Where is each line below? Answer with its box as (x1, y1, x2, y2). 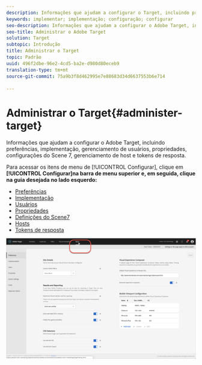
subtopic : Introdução (6, 42, 61, 48)
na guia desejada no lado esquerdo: (6, 176, 97, 184)
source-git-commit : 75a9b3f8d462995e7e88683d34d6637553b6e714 (6, 73, 165, 80)
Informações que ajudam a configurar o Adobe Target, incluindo (6, 139, 165, 146)
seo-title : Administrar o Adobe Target (6, 29, 106, 35)
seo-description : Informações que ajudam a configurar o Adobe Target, (6, 22, 189, 28)
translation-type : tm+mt (6, 67, 69, 73)
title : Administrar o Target (6, 48, 79, 54)
